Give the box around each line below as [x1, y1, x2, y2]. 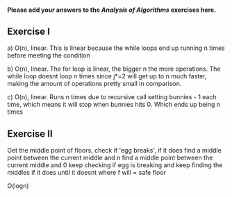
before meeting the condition [7, 51, 90, 60]
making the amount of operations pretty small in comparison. [7, 80, 182, 88]
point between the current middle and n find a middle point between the [7, 153, 213, 162]
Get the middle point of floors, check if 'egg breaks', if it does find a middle [7, 146, 222, 155]
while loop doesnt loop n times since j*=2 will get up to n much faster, [7, 72, 207, 80]
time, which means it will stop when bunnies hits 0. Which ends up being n [7, 101, 221, 109]
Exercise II [7, 128, 53, 139]
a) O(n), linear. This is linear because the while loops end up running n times [7, 44, 225, 52]
